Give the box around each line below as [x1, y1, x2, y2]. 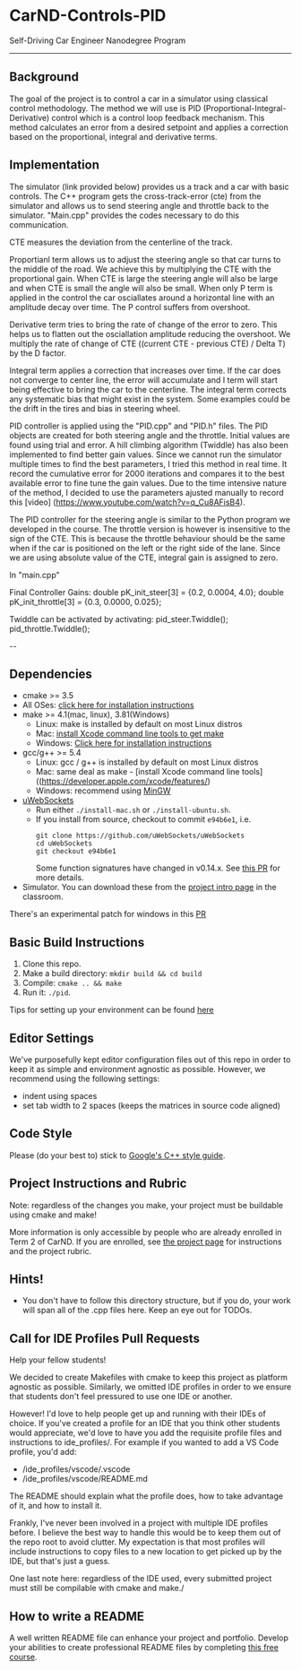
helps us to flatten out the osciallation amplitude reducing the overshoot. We [9, 328, 291, 339]
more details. [35, 872, 84, 883]
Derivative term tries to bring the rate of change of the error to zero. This [9, 319, 278, 330]
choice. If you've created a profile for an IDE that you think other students [9, 1418, 280, 1429]
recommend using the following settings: [9, 1073, 159, 1084]
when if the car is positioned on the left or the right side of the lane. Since [9, 542, 281, 553]
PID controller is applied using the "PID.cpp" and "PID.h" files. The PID [9, 420, 269, 431]
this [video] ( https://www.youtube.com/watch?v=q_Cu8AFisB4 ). [9, 497, 245, 507]
